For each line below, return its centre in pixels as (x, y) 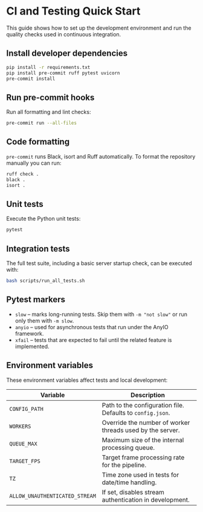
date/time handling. (129, 482)
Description (148, 395)
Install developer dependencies (67, 54)
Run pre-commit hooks (50, 97)
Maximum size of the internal (143, 440)
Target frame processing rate (143, 457)
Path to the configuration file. (143, 405)
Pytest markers (36, 300)
